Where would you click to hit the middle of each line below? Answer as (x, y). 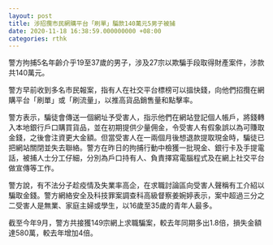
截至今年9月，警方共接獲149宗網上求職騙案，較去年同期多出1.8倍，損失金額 (135, 223)
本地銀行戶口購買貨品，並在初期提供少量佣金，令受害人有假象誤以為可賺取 (140, 127)
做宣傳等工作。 (33, 168)
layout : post (30, 16)
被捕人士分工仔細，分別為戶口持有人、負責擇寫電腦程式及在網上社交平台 (143, 158)
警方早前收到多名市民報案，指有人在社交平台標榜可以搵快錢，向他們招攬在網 (136, 90)
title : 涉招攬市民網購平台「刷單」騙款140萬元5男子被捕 (92, 24)
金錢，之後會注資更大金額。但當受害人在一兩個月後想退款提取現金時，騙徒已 (136, 138)
